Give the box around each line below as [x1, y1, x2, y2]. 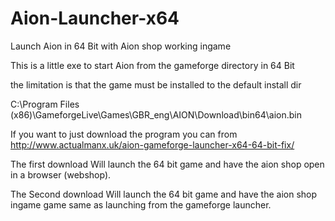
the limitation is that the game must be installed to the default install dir [10, 78, 302, 91]
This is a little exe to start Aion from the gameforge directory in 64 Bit [10, 59, 295, 71]
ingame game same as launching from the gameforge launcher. [10, 198, 272, 211]
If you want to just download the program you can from [10, 128, 238, 140]
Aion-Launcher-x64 [10, 7, 180, 30]
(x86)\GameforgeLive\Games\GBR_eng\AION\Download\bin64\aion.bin [10, 108, 302, 121]
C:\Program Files [10, 98, 80, 110]
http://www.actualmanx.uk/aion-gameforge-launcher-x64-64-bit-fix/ [10, 138, 295, 151]
